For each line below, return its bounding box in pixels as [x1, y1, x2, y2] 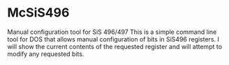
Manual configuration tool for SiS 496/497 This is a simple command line [7, 28, 217, 36]
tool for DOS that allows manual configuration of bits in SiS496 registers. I [7, 35, 220, 43]
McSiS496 [7, 5, 70, 21]
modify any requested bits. [7, 50, 84, 58]
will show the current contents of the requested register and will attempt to [7, 42, 222, 50]
